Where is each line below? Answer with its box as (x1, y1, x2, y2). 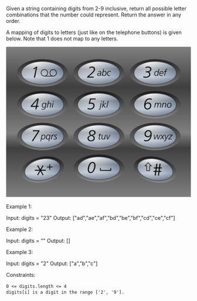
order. (6, 18, 21, 24)
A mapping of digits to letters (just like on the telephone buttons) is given (6, 29, 182, 36)
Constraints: (6, 271, 36, 278)
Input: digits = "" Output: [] (6, 237, 70, 244)
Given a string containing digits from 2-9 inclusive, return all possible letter (6, 5, 186, 12)
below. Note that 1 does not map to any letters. (6, 35, 118, 42)
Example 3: (6, 248, 33, 255)
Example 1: (6, 203, 32, 210)
